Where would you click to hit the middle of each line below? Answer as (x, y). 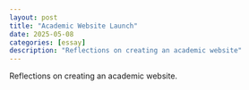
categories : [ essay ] (48, 42)
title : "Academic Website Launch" (74, 26)
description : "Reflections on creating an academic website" (126, 51)
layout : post (34, 17)
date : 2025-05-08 (42, 34)
